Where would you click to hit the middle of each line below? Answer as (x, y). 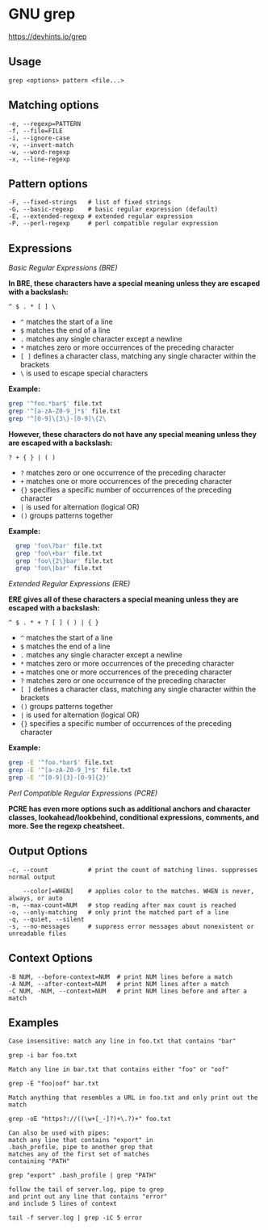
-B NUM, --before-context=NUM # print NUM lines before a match (120, 977)
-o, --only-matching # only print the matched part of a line (119, 912)
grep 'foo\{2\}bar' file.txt (65, 561)
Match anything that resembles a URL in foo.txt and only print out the (133, 1098)
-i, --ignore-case (39, 138)
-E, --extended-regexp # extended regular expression (101, 216)
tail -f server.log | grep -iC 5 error (75, 1218)
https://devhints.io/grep (48, 36)
